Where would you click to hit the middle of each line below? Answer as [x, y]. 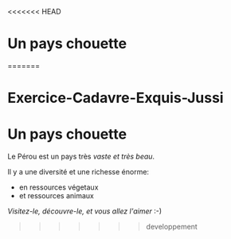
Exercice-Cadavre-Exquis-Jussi [115, 98]
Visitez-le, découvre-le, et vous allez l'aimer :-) [85, 211]
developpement [172, 227]
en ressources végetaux [59, 187]
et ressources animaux [57, 196]
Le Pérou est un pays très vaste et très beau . [81, 157]
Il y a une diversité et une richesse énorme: [78, 172]
